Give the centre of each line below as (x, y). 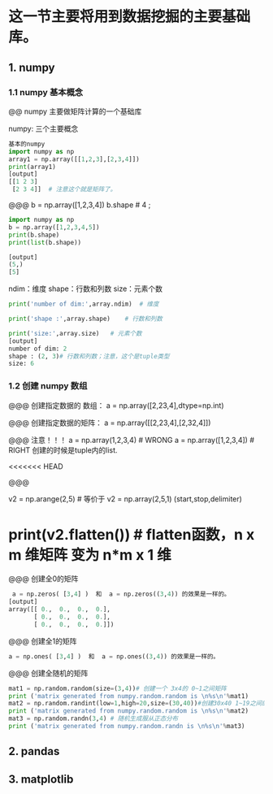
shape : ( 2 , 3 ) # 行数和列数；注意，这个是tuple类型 (89, 356)
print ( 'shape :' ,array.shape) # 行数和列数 (85, 319)
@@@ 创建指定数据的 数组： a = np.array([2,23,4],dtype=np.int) (116, 405)
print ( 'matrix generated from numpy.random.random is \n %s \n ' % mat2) (129, 711)
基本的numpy (27, 144)
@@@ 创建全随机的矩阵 (48, 673)
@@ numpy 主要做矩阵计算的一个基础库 (75, 111)
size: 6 (22, 364)
